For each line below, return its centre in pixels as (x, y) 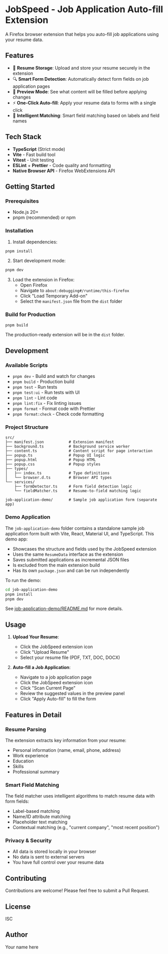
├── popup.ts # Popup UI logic (55, 456)
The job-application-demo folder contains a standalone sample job (75, 528)
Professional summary (36, 772)
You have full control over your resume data (58, 863)
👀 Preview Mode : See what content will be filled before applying (80, 91)
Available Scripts (27, 365)
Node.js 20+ (26, 212)
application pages (31, 86)
